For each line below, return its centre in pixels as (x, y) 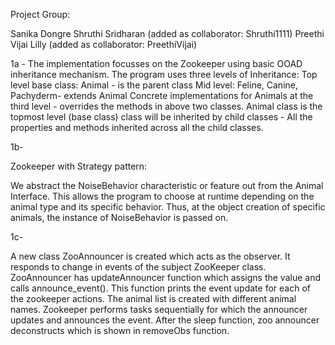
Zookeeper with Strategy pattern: (79, 166)
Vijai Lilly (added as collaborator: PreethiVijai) (104, 44)
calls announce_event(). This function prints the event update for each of (160, 288)
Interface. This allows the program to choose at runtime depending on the (162, 196)
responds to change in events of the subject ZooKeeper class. (138, 267)
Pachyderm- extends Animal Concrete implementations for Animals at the (162, 95)
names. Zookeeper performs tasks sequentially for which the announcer (159, 309)
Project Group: (40, 14)
